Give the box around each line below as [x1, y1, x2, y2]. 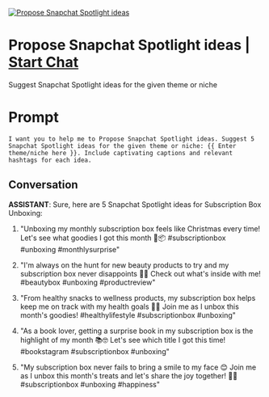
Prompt [8, 108, 59, 127]
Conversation [8, 178, 78, 192]
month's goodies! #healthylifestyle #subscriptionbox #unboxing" [19, 310, 237, 319]
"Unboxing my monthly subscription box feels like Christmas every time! [19, 223, 261, 234]
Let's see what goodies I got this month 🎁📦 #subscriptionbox [19, 233, 226, 243]
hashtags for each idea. [8, 156, 92, 164]
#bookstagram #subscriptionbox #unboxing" [19, 346, 170, 356]
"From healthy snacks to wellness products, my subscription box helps [19, 293, 256, 302]
